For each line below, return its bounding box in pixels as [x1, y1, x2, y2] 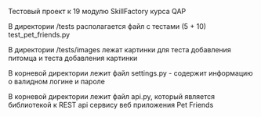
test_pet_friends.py [8, 30, 71, 39]
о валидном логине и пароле [8, 77, 106, 86]
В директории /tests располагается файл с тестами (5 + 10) [8, 22, 206, 30]
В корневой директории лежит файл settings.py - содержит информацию [8, 69, 253, 77]
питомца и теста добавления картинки [8, 54, 138, 62]
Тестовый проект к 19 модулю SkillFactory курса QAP [8, 7, 187, 16]
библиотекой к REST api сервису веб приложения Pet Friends [8, 101, 214, 109]
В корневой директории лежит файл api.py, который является [8, 92, 216, 101]
